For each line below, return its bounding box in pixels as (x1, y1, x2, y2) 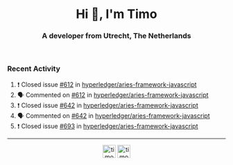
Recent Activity (7, 64, 61, 73)
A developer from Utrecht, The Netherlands (42, 31, 191, 41)
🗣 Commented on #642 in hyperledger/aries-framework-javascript (17, 111, 210, 120)
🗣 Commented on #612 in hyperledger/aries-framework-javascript (17, 90, 209, 99)
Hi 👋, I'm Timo (76, 6, 157, 22)
